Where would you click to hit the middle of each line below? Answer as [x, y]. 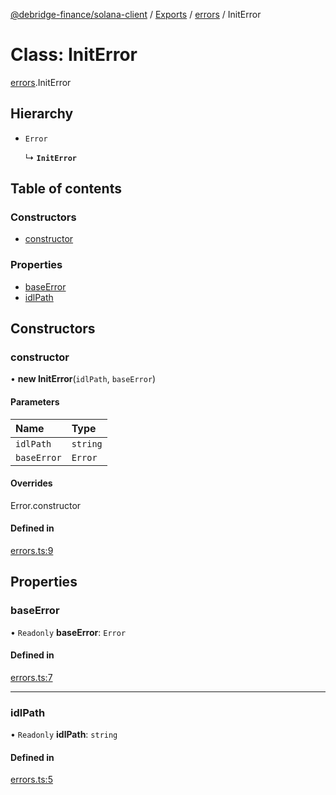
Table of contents [66, 189]
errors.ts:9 [32, 551]
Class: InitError [74, 55]
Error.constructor [46, 505]
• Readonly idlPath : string [64, 735]
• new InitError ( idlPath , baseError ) [83, 379]
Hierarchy [42, 114]
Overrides [31, 483]
